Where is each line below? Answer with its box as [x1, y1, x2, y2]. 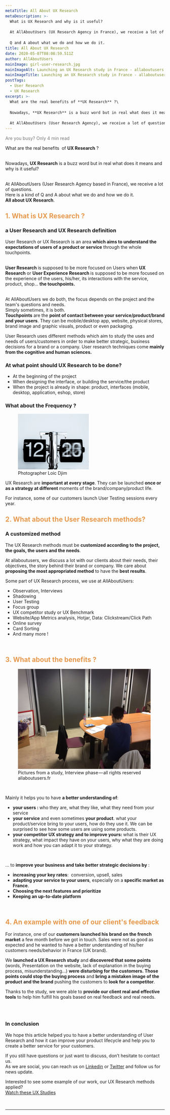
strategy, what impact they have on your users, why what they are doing [12, 837, 163, 843]
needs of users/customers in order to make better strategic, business [5, 338, 150, 344]
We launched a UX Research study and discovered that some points [5, 957, 151, 963]
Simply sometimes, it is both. [5, 307, 65, 313]
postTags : [5, 78, 26, 83]
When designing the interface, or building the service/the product [12, 378, 150, 384]
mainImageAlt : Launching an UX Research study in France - [5, 67, 133, 72]
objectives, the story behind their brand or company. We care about [5, 563, 147, 569]
